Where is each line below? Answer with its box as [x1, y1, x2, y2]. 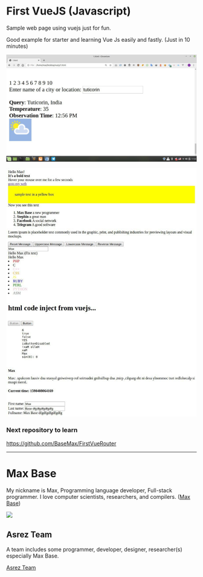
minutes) [6, 42, 28, 50]
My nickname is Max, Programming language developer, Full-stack [6, 486, 172, 494]
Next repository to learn [6, 426, 78, 434]
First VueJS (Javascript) [6, 4, 131, 18]
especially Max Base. [6, 552, 59, 559]
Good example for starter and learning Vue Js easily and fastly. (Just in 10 [6, 36, 190, 43]
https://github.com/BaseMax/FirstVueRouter [6, 440, 117, 447]
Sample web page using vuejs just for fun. [6, 24, 111, 31]
